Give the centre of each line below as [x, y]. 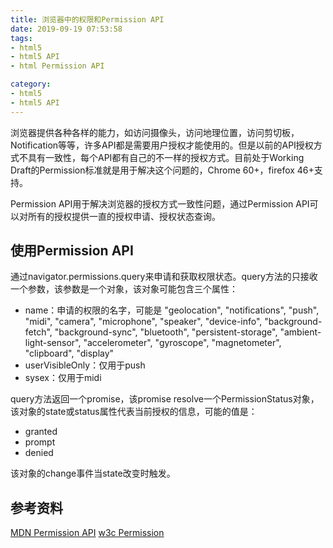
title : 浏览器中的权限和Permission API [87, 19]
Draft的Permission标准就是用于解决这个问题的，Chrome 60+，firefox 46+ [162, 170]
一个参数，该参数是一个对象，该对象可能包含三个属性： [124, 289]
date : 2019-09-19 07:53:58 [66, 29]
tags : [21, 38]
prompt [40, 442]
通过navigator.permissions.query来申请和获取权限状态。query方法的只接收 [164, 277]
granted [41, 432]
